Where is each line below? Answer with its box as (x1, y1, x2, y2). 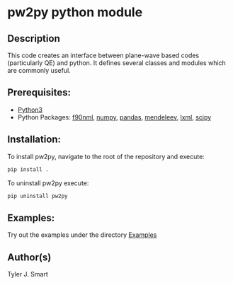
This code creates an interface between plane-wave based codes (7, 51, 200, 59)
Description (7, 33, 60, 45)
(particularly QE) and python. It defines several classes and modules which (7, 59, 227, 67)
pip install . (7, 165, 50, 173)
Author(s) (7, 251, 52, 263)
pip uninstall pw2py (7, 192, 69, 199)
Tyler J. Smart (7, 270, 48, 278)
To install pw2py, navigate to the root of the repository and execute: (7, 152, 205, 161)
